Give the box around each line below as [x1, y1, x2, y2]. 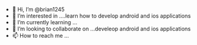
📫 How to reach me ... [12, 32, 69, 39]
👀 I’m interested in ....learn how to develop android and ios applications [12, 12, 191, 19]
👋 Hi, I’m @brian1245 [12, 6, 65, 13]
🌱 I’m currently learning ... [12, 19, 78, 26]
